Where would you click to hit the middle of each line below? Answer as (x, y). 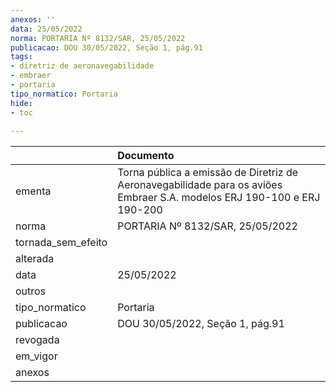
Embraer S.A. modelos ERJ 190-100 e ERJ (219, 198)
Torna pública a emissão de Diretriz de (208, 173)
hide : (21, 103)
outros (31, 291)
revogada (37, 340)
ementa (33, 191)
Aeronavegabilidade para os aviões (200, 185)
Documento (146, 156)
